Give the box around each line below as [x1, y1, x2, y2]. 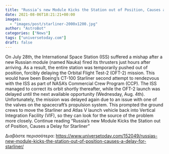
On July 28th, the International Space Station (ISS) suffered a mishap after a [5, 54, 162, 60]
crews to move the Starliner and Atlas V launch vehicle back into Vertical [5, 107, 156, 113]
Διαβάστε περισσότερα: [5, 132, 55, 138]
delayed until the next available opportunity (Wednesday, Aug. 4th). [5, 91, 145, 97]
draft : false [5, 40, 33, 45]
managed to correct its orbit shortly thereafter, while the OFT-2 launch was [5, 86, 160, 92]
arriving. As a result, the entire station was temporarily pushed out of [5, 64, 148, 70]
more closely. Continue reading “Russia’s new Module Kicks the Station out [5, 117, 161, 123]
